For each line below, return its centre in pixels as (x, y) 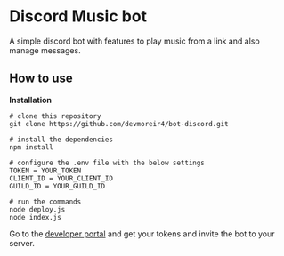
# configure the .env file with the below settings (107, 163)
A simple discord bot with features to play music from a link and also (134, 41)
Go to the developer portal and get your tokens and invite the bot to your (142, 234)
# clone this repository (55, 116)
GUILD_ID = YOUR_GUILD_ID (57, 186)
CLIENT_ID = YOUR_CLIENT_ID (61, 178)
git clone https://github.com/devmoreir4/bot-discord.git (119, 124)
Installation (30, 100)
